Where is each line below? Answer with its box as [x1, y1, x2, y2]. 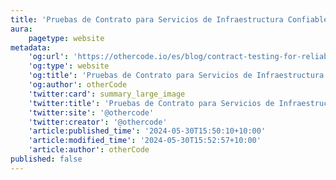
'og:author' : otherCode [28, 80, 128, 90]
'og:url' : [28, 52, 70, 62]
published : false [10, 154, 83, 164]
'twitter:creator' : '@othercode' [28, 117, 168, 127]
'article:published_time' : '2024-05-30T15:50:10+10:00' [28, 126, 267, 136]
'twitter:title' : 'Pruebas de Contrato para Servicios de [28, 98, 275, 108]
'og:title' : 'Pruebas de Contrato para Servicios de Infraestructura [28, 71, 325, 81]
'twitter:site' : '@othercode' [28, 107, 155, 118]
